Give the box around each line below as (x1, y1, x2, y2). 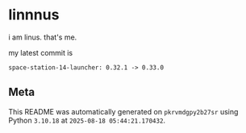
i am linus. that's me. (8, 32, 77, 42)
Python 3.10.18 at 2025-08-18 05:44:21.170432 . (8, 115, 166, 125)
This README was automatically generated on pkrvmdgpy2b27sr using (8, 106, 239, 116)
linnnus (8, 6, 60, 24)
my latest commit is (8, 48, 73, 57)
